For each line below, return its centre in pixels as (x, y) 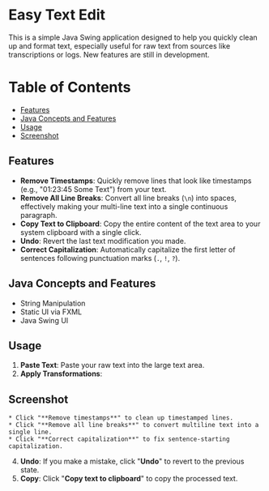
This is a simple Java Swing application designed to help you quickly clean (133, 37)
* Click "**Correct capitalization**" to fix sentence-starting (119, 439)
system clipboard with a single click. (81, 232)
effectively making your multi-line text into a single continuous (124, 206)
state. (30, 470)
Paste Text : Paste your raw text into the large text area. (112, 365)
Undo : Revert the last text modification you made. (103, 241)
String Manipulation (53, 303)
